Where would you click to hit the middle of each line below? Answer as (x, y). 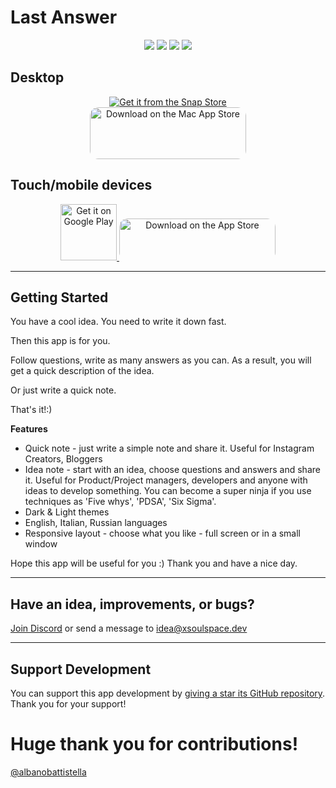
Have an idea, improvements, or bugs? (132, 604)
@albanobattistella (48, 772)
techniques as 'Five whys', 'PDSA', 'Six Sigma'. (120, 502)
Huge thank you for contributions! (154, 744)
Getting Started (59, 297)
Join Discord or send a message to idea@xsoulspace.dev (129, 628)
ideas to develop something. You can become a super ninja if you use (168, 491)
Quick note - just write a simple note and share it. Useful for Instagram (169, 448)
